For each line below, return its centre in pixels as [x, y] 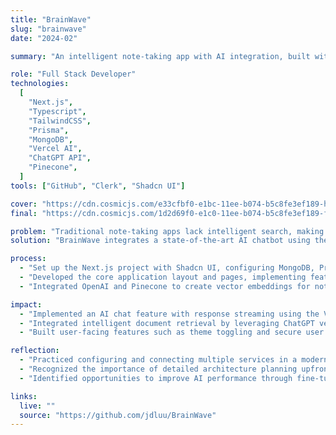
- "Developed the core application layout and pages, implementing [163, 277]
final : [24, 213]
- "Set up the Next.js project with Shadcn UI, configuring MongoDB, [167, 268]
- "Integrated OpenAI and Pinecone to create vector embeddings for [165, 286]
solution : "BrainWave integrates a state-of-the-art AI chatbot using [160, 241]
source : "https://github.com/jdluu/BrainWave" [118, 415]
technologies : [40, 84]
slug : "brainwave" [48, 29]
